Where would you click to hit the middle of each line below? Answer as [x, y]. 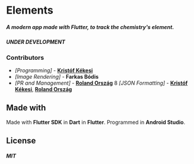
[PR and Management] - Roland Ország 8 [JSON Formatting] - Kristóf [101, 83]
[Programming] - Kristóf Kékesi [54, 70]
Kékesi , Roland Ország [43, 89]
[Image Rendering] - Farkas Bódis [57, 76]
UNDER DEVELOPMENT [36, 42]
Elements [30, 10]
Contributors [25, 57]
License [21, 141]
